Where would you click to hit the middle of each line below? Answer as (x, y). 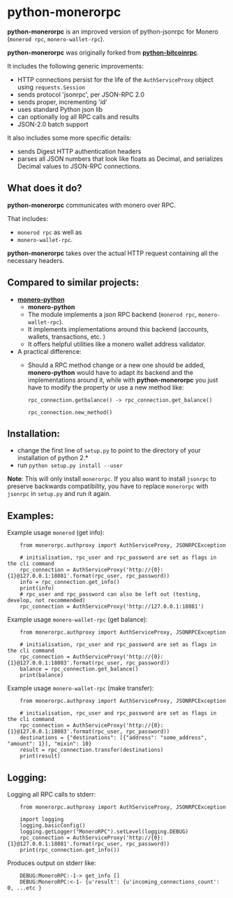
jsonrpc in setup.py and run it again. (59, 494)
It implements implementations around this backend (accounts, (118, 329)
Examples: (31, 516)
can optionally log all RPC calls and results (78, 117)
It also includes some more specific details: (69, 138)
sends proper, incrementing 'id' (62, 101)
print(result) (40, 756)
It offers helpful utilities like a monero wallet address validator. (116, 344)
